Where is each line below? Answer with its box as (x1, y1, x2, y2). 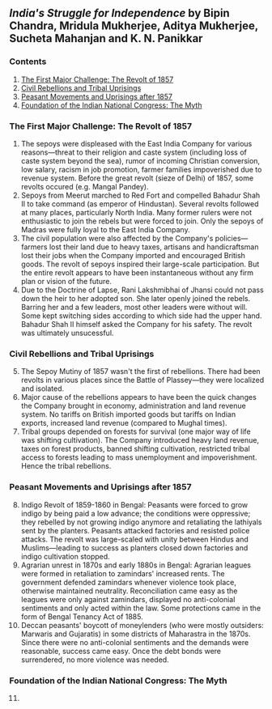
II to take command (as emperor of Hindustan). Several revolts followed (20, 198, 259, 209)
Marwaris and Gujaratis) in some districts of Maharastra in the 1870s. (20, 629, 251, 639)
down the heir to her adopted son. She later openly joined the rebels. (20, 293, 251, 303)
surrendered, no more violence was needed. (20, 655, 169, 664)
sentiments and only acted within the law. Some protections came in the (20, 603, 261, 613)
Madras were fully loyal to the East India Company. (20, 224, 190, 234)
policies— (215, 233, 249, 243)
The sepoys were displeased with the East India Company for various (20, 138, 253, 148)
